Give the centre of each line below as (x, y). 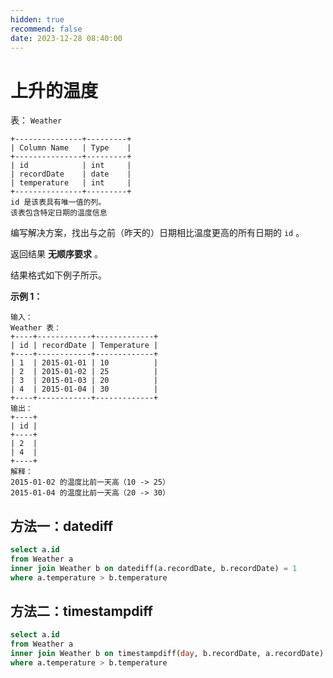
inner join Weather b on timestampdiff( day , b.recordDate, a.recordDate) (167, 654)
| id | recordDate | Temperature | (84, 346)
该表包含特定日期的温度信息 (59, 213)
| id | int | (71, 166)
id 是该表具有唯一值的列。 (58, 202)
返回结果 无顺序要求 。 (56, 254)
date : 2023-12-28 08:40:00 (66, 38)
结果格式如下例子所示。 (58, 275)
